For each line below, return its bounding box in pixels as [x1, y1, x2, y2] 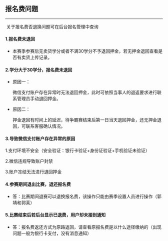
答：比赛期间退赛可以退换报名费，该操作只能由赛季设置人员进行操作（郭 [12, 193, 161, 199]
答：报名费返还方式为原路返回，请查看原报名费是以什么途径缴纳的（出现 [12, 224, 161, 230]
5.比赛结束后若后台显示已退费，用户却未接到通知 [5, 212, 106, 218]
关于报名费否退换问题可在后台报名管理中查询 [6, 23, 98, 29]
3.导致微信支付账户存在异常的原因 [5, 135, 75, 141]
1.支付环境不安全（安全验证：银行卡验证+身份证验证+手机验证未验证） [5, 147, 150, 153]
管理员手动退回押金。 [16, 95, 61, 101]
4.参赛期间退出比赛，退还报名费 [5, 181, 71, 187]
